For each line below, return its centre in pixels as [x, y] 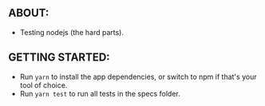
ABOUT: [29, 13]
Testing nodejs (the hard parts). [71, 32]
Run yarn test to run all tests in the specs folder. [100, 93]
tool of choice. [44, 85]
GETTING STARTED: [59, 58]
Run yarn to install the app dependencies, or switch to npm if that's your [138, 77]
